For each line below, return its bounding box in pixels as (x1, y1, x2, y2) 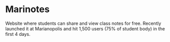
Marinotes (5, 4, 50, 15)
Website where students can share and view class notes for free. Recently (5, 20, 162, 26)
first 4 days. (5, 31, 31, 37)
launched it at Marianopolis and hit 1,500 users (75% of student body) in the (5, 25, 165, 31)
